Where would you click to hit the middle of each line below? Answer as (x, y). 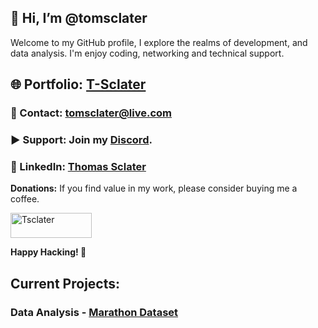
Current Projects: (65, 283)
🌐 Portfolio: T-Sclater (78, 84)
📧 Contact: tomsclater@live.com (91, 113)
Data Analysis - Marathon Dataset (94, 312)
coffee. (25, 199)
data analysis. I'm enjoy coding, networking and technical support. (147, 53)
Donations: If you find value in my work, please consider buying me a (154, 188)
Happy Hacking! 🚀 (48, 252)
